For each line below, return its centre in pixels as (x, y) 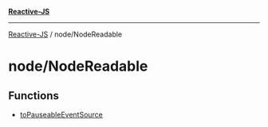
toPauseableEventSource (61, 115)
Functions (34, 96)
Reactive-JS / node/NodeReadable (65, 34)
